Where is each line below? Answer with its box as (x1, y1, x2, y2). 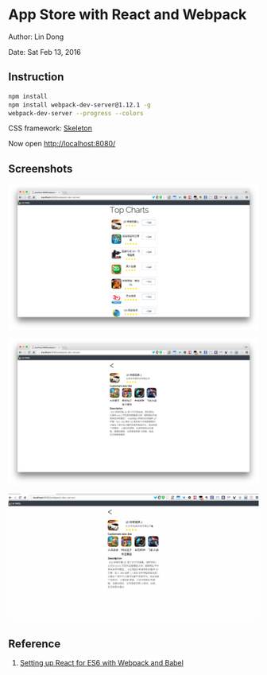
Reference (8, 637, 61, 650)
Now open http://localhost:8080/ (8, 139, 116, 149)
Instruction (8, 70, 64, 84)
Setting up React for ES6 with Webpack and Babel (19, 658, 184, 668)
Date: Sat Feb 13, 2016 (8, 47, 82, 56)
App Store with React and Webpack (8, 6, 247, 24)
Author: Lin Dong (8, 32, 64, 41)
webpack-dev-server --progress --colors (8, 109, 145, 117)
